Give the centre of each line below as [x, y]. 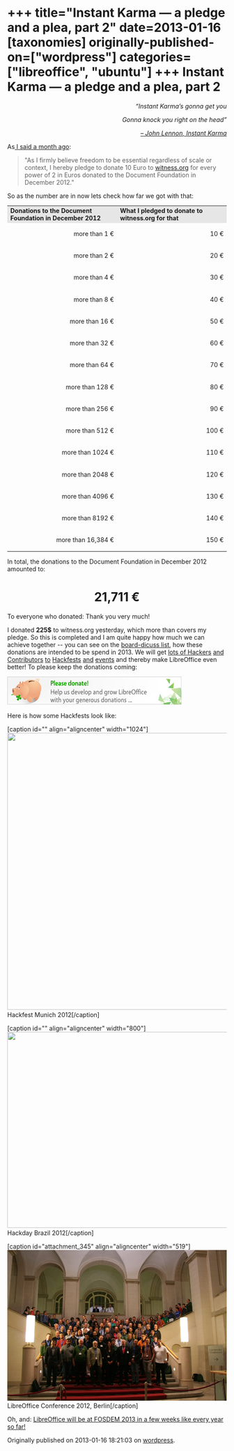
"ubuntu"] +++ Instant [157, 72]
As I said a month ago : [39, 146]
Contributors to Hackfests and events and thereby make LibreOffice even [112, 659]
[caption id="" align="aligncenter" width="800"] [77, 1028]
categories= [155, 57]
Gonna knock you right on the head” [174, 119]
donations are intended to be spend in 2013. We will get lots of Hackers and [116, 652]
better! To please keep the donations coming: [72, 667]
